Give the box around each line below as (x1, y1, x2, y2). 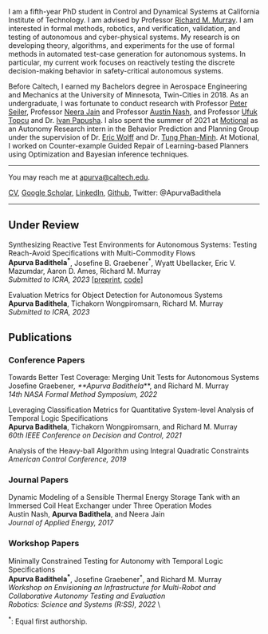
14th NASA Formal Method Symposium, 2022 (8, 390, 158, 399)
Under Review (8, 219, 80, 232)
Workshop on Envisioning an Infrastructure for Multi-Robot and (8, 583, 217, 592)
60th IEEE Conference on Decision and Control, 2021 (8, 430, 182, 440)
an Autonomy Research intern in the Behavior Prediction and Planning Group (8, 124, 259, 133)
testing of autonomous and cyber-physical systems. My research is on (8, 32, 240, 42)
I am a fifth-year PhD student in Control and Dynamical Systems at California (8, 7, 260, 16)
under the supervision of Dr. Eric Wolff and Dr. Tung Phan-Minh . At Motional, (8, 133, 260, 142)
